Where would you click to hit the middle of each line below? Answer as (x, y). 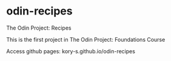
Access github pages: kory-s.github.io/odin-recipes (71, 51)
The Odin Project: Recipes (39, 28)
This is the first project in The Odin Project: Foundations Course (86, 39)
